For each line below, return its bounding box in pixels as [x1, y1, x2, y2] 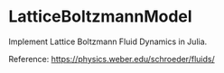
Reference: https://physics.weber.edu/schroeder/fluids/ [8, 53, 215, 64]
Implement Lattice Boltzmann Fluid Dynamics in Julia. [8, 36, 208, 47]
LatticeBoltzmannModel [8, 6, 192, 27]
